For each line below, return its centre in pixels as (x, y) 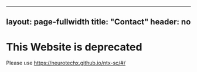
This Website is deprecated (74, 47)
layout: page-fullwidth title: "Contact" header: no (98, 22)
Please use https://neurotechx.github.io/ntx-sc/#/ (66, 63)
